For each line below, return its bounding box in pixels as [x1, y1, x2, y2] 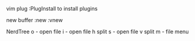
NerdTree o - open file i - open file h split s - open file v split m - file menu [6, 28, 189, 35]
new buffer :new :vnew [6, 17, 63, 23]
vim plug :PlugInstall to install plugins [6, 5, 98, 12]
